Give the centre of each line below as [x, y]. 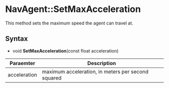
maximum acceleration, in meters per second [95, 71]
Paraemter [22, 63]
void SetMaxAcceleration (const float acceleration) [66, 50]
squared [52, 77]
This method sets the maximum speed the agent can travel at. [69, 23]
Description [102, 63]
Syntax [17, 39]
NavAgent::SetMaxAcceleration [73, 9]
